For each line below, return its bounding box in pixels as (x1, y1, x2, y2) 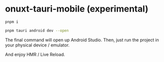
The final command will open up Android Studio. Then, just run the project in (5, 37, 159, 43)
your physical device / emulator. (5, 42, 70, 48)
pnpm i (5, 19, 19, 24)
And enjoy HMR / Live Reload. (5, 51, 65, 57)
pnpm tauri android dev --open (5, 28, 69, 33)
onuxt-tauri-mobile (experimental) (5, 3, 148, 15)
